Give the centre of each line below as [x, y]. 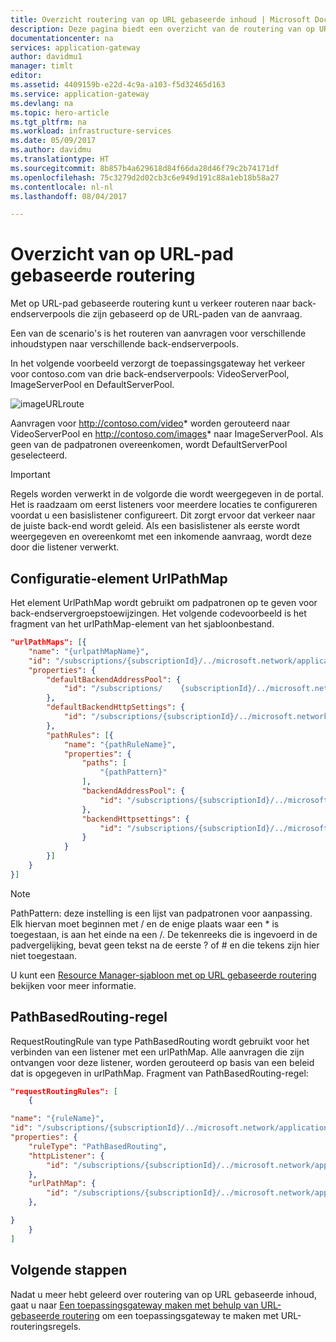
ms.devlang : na [42, 103]
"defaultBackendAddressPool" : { [114, 679]
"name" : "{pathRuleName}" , [120, 744]
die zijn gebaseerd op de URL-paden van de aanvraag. [190, 314]
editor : [26, 76]
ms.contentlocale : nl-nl [62, 187]
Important [30, 475]
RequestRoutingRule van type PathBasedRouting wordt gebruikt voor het [160, 1041]
